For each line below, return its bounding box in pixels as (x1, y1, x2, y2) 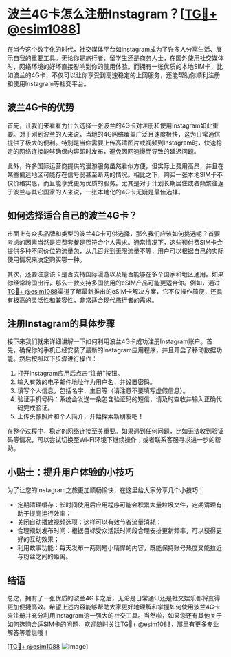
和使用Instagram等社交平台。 (7, 79, 90, 88)
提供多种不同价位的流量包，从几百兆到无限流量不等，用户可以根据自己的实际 (7, 246, 224, 255)
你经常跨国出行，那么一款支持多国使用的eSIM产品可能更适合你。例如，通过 (7, 279, 221, 287)
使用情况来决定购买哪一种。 (7, 255, 86, 263)
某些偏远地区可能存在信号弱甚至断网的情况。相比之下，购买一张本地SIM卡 (7, 170, 217, 179)
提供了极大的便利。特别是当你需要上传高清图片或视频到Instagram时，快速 (7, 139, 217, 147)
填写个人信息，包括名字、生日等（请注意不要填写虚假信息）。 (16, 387, 189, 395)
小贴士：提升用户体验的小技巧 (7, 466, 134, 478)
